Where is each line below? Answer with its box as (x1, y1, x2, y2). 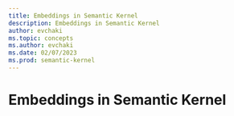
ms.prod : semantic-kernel (8, 57, 95, 65)
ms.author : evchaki (8, 42, 74, 50)
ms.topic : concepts (8, 34, 74, 42)
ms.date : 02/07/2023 (8, 49, 78, 57)
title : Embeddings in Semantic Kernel (8, 11, 138, 20)
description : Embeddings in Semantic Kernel (8, 19, 160, 27)
